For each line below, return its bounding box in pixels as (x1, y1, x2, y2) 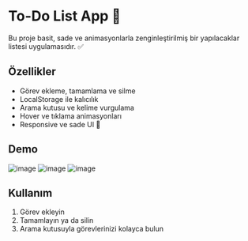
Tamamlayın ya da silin (19, 216, 94, 225)
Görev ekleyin (19, 207, 66, 217)
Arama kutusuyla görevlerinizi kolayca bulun (19, 224, 164, 234)
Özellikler (8, 65, 57, 78)
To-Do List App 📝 (8, 7, 121, 25)
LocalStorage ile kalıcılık (19, 94, 99, 104)
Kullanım (8, 186, 53, 200)
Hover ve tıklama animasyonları (19, 111, 122, 121)
